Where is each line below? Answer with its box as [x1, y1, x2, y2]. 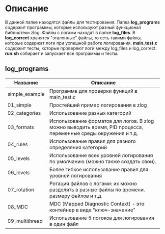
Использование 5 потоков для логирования [49, 214, 155, 221]
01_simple [7, 102, 32, 108]
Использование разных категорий [49, 109, 132, 116]
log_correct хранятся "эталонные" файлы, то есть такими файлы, [5, 35, 142, 41]
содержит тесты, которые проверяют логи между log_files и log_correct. [5, 45, 157, 51]
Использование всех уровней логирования [49, 152, 153, 158]
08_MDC [7, 203, 28, 210]
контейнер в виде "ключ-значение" [49, 207, 136, 213]
